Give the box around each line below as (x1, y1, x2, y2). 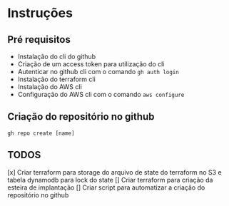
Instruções (7, 5, 73, 21)
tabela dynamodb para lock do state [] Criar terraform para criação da (7, 175, 213, 184)
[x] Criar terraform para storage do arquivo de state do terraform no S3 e (7, 168, 223, 176)
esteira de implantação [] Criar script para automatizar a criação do (7, 183, 205, 192)
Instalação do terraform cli (17, 75, 96, 83)
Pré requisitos (7, 34, 71, 46)
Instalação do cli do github (17, 52, 96, 61)
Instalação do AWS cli (17, 83, 82, 91)
